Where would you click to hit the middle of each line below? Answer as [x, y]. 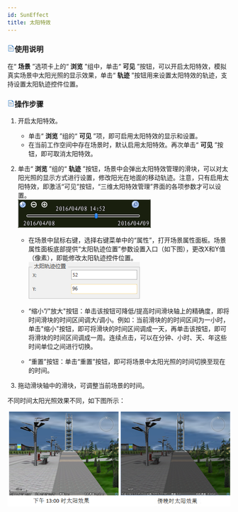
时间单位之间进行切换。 [62, 347]
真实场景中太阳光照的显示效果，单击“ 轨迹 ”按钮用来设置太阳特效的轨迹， [114, 75]
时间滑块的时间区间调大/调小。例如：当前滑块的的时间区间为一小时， [129, 320]
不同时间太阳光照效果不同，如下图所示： [66, 401]
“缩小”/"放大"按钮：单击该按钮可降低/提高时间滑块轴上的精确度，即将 [129, 311]
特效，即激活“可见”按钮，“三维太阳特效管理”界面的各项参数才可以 [119, 187]
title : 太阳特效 [29, 22]
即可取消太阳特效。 [69, 154]
